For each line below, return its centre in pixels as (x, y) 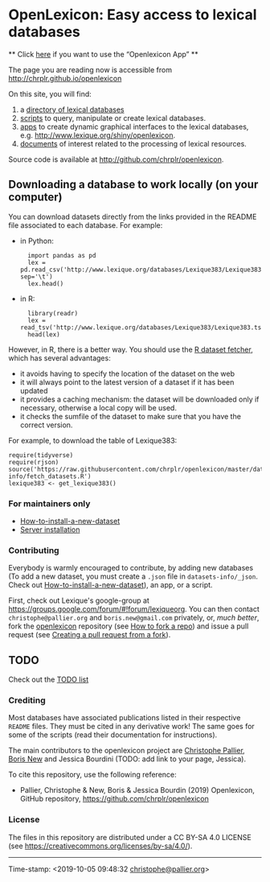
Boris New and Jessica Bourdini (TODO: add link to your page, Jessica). (127, 759)
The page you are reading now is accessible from (90, 69)
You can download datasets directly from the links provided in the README (133, 216)
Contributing (34, 550)
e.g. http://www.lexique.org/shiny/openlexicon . (98, 135)
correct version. (46, 425)
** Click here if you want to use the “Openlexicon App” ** (103, 54)
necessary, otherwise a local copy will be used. (98, 407)
